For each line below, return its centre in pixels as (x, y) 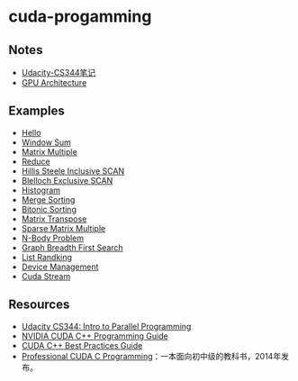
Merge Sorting (48, 199)
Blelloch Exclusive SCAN (67, 180)
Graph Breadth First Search (72, 247)
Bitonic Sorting (49, 209)
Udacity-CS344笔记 (59, 73)
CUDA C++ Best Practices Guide (82, 345)
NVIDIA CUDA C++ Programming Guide (95, 336)
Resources (39, 305)
